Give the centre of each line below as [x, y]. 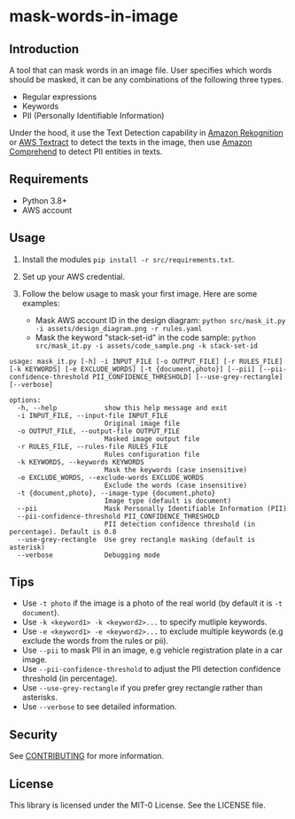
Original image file [142, 423]
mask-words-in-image [94, 16]
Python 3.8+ [45, 200]
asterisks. [39, 698]
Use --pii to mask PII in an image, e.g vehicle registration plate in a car [152, 650]
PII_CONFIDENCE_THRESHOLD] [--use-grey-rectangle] [188, 377]
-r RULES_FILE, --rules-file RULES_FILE [93, 446]
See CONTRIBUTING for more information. [87, 756]
